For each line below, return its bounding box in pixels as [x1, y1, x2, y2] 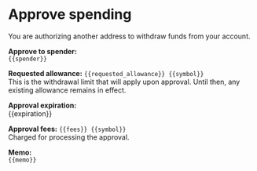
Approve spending [8, 5, 132, 24]
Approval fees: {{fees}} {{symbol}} [8, 124, 127, 133]
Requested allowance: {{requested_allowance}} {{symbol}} [8, 68, 204, 78]
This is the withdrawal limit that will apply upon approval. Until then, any [8, 77, 240, 86]
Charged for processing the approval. [8, 132, 130, 142]
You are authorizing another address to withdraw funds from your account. [8, 31, 251, 41]
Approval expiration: [8, 100, 77, 110]
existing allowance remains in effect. [8, 85, 127, 95]
